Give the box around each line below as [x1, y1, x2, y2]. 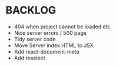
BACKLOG [5, 4, 57, 17]
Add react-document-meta [14, 48, 80, 55]
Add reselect [14, 54, 45, 61]
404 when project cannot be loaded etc [14, 23, 111, 30]
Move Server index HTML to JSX [14, 42, 94, 49]
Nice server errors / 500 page [14, 29, 87, 36]
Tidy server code [14, 35, 56, 42]
